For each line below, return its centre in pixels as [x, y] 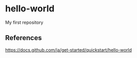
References [23, 38]
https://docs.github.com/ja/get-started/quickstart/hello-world [68, 50]
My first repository [24, 22]
